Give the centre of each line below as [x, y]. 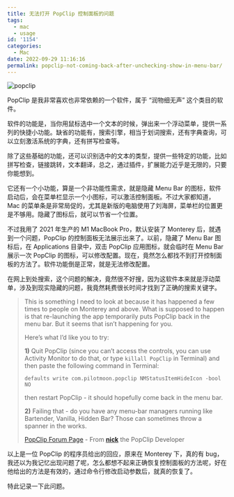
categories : [24, 46]
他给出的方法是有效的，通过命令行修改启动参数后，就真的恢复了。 [102, 471]
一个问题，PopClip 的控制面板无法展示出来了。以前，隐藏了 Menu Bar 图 [117, 237]
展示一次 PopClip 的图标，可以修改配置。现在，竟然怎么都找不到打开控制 [112, 255]
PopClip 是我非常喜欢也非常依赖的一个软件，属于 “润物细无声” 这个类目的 [112, 100]
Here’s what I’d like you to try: [67, 337]
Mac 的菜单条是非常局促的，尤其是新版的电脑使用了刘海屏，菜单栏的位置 [112, 205]
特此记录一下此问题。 [38, 486]
